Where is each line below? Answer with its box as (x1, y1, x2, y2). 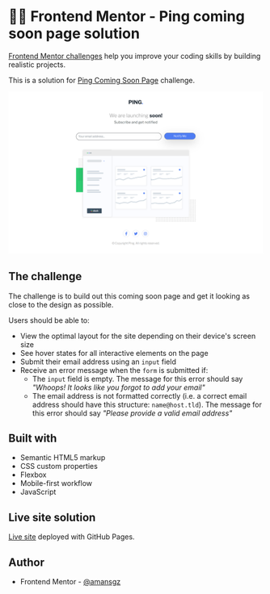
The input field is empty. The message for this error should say (32, 374, 243, 383)
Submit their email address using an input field (19, 357, 176, 366)
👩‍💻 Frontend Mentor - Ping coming (8, 7, 245, 26)
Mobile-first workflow (19, 479, 93, 488)
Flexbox (19, 470, 47, 479)
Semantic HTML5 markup (19, 453, 106, 462)
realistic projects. (8, 60, 66, 69)
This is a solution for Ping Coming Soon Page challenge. (8, 75, 196, 85)
